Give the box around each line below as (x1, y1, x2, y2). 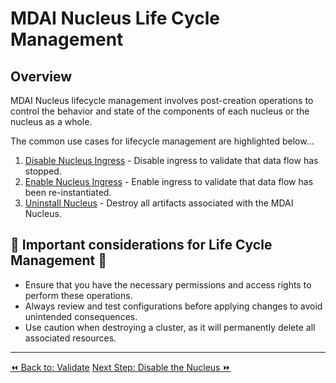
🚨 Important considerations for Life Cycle (10, 237, 273, 254)
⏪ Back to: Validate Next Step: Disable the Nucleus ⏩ (10, 361, 232, 373)
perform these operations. (24, 289, 133, 301)
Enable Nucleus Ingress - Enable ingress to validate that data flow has (24, 176, 314, 187)
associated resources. (24, 332, 117, 344)
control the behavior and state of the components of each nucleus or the (10, 105, 310, 117)
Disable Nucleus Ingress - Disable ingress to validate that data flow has (24, 155, 319, 166)
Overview (10, 68, 73, 85)
